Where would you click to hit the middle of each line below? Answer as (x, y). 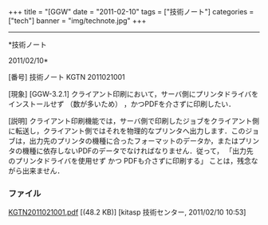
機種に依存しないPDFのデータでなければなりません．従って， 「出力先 (138, 151)
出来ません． (43, 171)
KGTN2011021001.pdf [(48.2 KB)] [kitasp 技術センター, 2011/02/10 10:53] (127, 212)
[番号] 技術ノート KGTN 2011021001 (67, 77)
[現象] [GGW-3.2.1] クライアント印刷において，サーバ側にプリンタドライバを (134, 94)
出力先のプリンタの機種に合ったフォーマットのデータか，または (134, 141)
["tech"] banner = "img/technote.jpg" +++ (77, 21)
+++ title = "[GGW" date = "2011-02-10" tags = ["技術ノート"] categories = (131, 12)
